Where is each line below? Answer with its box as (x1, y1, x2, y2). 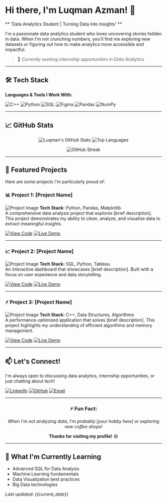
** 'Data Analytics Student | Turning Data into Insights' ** (5, 21, 122, 27)
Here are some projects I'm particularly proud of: (5, 179, 105, 185)
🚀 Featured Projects (5, 166, 68, 174)
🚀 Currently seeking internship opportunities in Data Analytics (17, 56, 145, 62)
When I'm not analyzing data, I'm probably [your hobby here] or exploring (7, 418, 160, 424)
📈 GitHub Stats (5, 121, 54, 130)
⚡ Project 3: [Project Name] (5, 299, 72, 306)
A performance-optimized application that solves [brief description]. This (5, 317, 155, 323)
